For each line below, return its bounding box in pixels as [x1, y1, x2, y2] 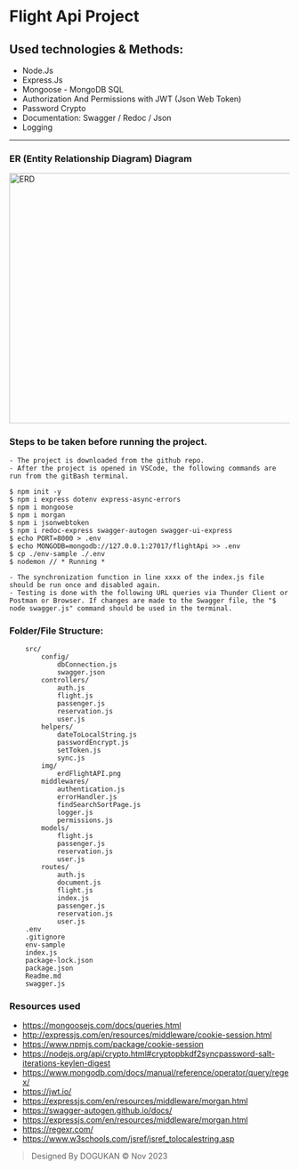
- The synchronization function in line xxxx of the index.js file [9, 572, 265, 582]
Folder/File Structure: [9, 625, 104, 637]
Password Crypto [21, 103, 86, 113]
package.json [25, 964, 74, 972]
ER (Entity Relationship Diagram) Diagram [9, 152, 193, 165]
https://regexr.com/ [21, 1124, 93, 1135]
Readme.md [25, 972, 62, 980]
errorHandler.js [56, 792, 117, 802]
